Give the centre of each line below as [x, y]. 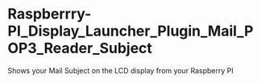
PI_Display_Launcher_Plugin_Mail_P [131, 31]
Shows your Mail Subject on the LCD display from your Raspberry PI [121, 70]
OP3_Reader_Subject [80, 48]
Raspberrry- [50, 14]
